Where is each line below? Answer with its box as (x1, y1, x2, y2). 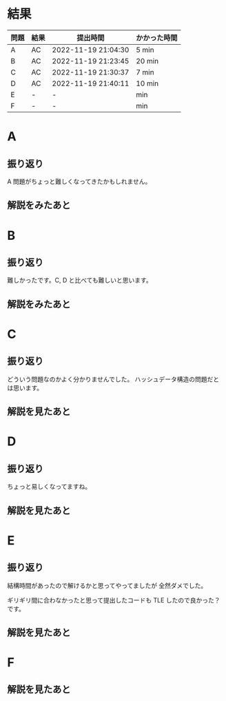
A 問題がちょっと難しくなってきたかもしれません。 (7, 177, 152, 185)
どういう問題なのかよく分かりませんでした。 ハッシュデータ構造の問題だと (7, 375, 220, 383)
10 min (135, 79, 159, 88)
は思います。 (7, 383, 43, 392)
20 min (135, 56, 159, 65)
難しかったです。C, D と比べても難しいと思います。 (7, 276, 153, 285)
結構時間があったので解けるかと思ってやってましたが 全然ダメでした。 (7, 581, 207, 589)
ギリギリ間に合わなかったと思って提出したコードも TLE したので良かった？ (7, 596, 220, 604)
